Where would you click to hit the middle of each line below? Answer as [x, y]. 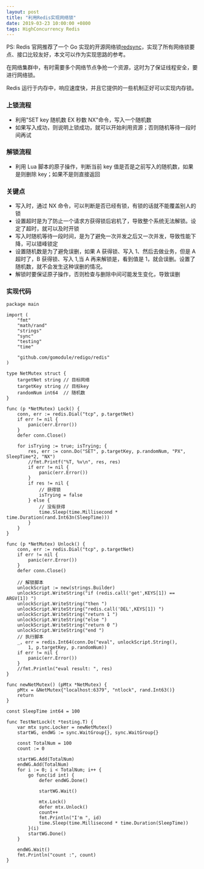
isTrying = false [61, 495]
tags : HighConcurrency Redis [43, 29]
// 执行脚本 [30, 637]
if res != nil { [49, 483]
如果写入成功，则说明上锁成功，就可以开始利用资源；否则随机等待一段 [103, 127]
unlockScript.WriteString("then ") [62, 604]
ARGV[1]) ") [21, 599]
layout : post [23, 12]
